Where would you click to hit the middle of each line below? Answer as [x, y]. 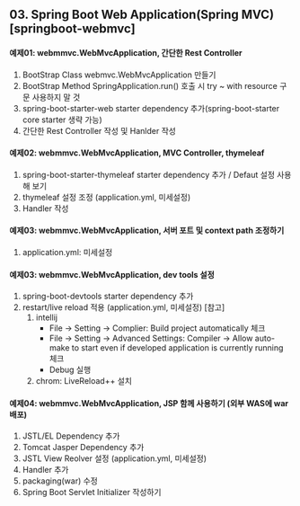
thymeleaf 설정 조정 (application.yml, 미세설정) [106, 197]
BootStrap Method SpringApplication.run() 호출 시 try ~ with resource [150, 85]
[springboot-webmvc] [73, 29]
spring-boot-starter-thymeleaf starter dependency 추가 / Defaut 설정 [149, 174]
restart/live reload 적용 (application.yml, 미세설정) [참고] [124, 307]
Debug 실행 [70, 370]
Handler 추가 [45, 470]
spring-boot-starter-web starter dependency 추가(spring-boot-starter [151, 108]
